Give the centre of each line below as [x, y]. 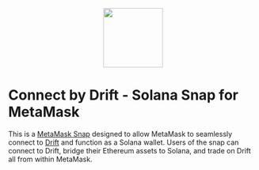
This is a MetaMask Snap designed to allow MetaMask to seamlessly [120, 134]
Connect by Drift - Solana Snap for [124, 95]
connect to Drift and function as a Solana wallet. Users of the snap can [124, 142]
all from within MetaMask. [50, 159]
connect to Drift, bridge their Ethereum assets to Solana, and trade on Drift [129, 150]
